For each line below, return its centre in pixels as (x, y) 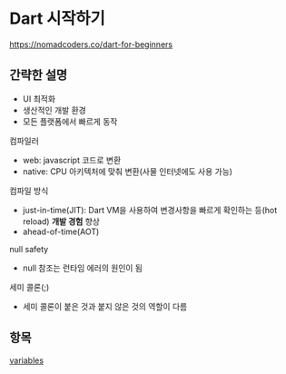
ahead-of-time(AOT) (61, 231)
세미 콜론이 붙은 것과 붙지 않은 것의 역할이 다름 (105, 306)
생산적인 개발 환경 (54, 110)
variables (26, 360)
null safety (29, 249)
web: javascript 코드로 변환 (72, 160)
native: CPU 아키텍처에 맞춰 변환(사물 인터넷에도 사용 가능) (128, 171)
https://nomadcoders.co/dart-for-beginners (91, 44)
